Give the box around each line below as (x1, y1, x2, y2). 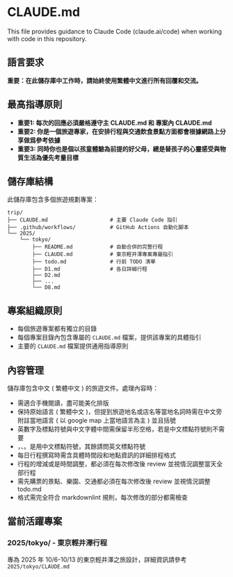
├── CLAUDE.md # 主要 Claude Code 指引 (7, 216, 178, 223)
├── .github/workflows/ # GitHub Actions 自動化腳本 (7, 224, 189, 231)
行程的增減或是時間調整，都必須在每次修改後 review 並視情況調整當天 (17, 460, 217, 468)
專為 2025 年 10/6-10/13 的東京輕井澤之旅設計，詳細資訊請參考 (7, 555, 187, 564)
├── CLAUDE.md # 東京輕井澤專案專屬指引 (32, 251, 174, 258)
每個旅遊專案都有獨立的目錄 (17, 324, 97, 333)
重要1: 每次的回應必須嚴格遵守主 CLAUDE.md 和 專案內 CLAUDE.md (17, 118, 212, 127)
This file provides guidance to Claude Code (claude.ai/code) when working (7, 27, 223, 35)
